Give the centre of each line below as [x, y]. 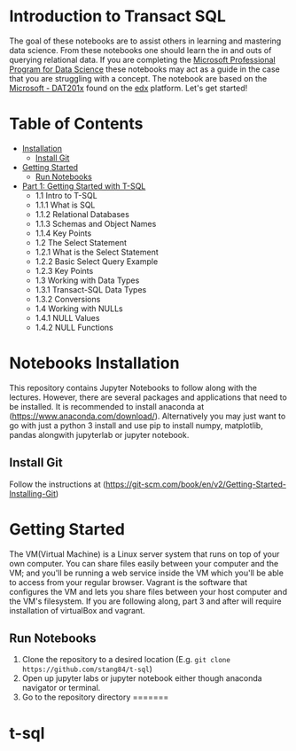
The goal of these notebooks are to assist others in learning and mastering [145, 41]
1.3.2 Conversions [68, 299]
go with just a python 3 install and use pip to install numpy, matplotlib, [136, 425]
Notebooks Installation [94, 363]
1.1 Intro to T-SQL [66, 195]
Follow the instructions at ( [58, 484]
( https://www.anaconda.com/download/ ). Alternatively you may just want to [148, 416]
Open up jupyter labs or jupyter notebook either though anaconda [142, 678]
